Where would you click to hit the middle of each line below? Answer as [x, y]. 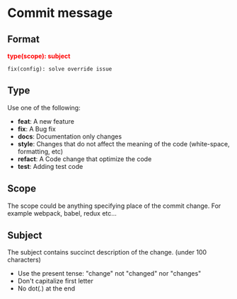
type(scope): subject [39, 56]
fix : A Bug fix [37, 129]
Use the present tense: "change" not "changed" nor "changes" [109, 274]
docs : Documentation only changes [70, 136]
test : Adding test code [50, 166]
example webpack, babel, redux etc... [62, 213]
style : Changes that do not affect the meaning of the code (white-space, [123, 143]
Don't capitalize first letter [55, 281]
